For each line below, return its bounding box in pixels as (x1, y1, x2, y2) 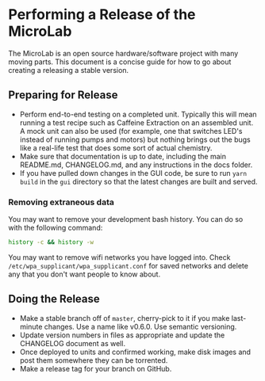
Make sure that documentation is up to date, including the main (19, 151, 226, 161)
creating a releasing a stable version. (8, 65, 129, 74)
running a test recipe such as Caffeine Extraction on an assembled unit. (19, 117, 254, 128)
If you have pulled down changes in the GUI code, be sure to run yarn (19, 168, 248, 177)
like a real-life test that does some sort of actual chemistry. (19, 143, 213, 152)
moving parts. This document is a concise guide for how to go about (8, 57, 232, 67)
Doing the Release (8, 292, 101, 306)
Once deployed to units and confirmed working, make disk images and (19, 347, 252, 356)
